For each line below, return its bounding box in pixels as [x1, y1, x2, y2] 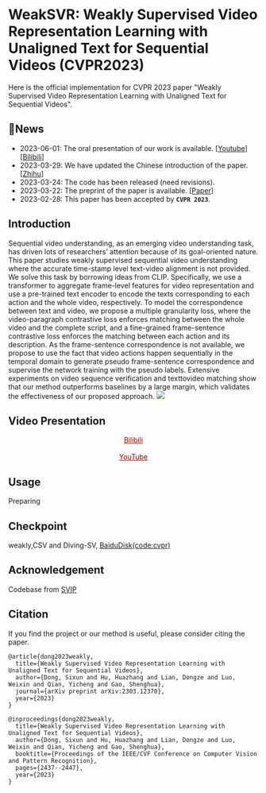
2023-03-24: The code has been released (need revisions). [19, 177, 215, 187]
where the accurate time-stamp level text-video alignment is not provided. [8, 264, 251, 273]
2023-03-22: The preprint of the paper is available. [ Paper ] [19, 185, 214, 195]
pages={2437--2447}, [15, 764, 83, 772]
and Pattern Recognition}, [8, 756, 98, 764]
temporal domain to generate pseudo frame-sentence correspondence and [8, 356, 255, 366]
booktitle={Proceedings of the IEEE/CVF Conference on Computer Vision [15, 749, 258, 758]
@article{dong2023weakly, [8, 652, 94, 660]
